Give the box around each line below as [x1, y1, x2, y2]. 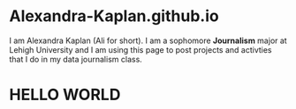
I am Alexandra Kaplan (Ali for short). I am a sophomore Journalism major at [9, 35, 287, 46]
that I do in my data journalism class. [9, 54, 143, 64]
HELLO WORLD [9, 85, 121, 105]
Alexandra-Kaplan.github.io [9, 6, 219, 26]
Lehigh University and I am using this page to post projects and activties [9, 44, 272, 54]
